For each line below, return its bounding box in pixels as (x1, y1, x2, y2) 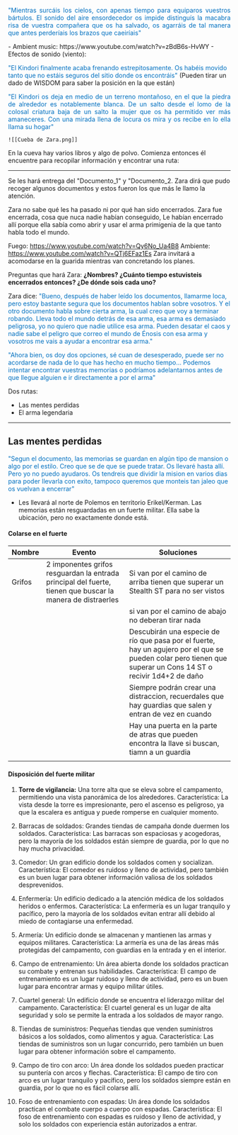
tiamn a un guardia (129, 747, 191, 757)
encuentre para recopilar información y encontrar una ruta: (8, 156, 179, 164)
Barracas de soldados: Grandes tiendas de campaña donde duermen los (18, 822, 230, 830)
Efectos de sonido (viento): (8, 50, 87, 58)
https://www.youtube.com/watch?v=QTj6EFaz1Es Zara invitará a (8, 250, 195, 257)
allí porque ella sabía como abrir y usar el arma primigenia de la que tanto (8, 220, 222, 229)
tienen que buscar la (46, 586, 114, 596)
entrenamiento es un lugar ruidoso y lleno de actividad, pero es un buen (18, 975, 228, 983)
